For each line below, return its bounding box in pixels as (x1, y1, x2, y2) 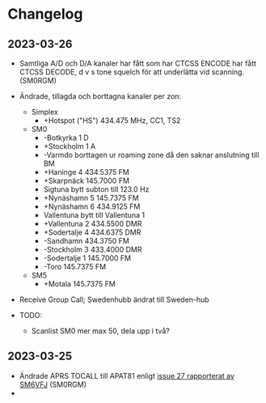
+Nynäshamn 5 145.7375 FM (43, 193, 139, 202)
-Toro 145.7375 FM (43, 262, 107, 271)
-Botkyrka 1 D (43, 133, 90, 142)
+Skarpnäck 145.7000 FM (43, 176, 130, 185)
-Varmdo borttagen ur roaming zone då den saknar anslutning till (43, 151, 260, 159)
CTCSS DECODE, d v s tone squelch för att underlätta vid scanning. (19, 67, 244, 77)
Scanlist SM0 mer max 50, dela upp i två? (31, 326, 171, 336)
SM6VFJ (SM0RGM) (19, 380, 87, 389)
